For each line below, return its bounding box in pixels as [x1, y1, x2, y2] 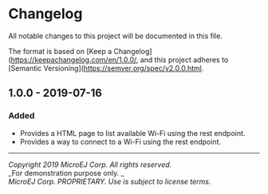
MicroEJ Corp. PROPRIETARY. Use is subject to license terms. [8, 177, 211, 186]
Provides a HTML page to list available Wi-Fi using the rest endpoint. [19, 128, 246, 138]
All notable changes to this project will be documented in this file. [8, 31, 223, 41]
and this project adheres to [140, 55, 229, 64]
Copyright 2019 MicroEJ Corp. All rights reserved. [8, 160, 172, 169]
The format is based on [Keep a [8, 46, 112, 56]
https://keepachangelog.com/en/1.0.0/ [10, 55, 137, 64]
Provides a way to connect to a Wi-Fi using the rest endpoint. [19, 137, 222, 146]
